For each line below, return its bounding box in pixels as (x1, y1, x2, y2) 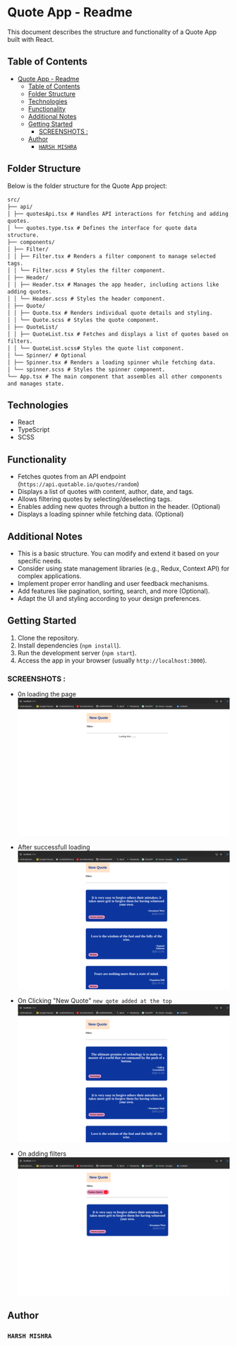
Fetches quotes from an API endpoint (17, 472, 126, 481)
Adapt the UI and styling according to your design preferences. (17, 594, 201, 602)
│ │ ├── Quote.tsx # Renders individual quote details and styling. (7, 309, 213, 316)
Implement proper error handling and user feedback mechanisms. (17, 580, 209, 587)
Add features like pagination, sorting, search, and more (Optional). (17, 587, 210, 595)
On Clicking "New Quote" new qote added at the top (17, 996, 173, 1005)
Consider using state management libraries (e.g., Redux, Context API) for (17, 564, 230, 573)
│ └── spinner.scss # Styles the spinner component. (7, 366, 166, 373)
